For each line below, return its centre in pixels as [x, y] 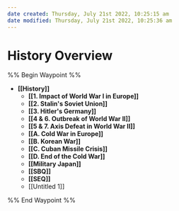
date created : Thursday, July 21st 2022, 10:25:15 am [88, 14]
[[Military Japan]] [54, 164]
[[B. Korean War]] [54, 142]
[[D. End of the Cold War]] [67, 156]
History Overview [60, 56]
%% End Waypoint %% [41, 200]
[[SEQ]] [39, 179]
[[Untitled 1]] [46, 187]
